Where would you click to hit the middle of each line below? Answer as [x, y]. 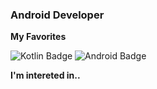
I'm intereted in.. [45, 75]
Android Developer [57, 15]
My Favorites [38, 37]
